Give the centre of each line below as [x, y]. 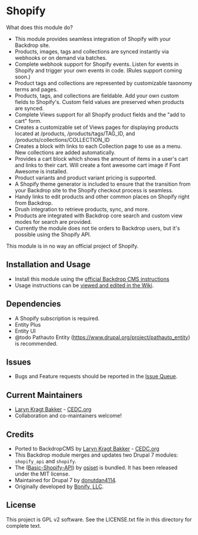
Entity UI [25, 331]
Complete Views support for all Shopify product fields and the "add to [100, 115]
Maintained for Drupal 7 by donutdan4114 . [66, 480]
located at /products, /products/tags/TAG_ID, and [75, 133]
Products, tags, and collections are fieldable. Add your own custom [97, 96]
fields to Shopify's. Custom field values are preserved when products [100, 102]
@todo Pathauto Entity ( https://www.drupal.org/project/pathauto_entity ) [103, 337]
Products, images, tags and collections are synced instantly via [92, 51]
